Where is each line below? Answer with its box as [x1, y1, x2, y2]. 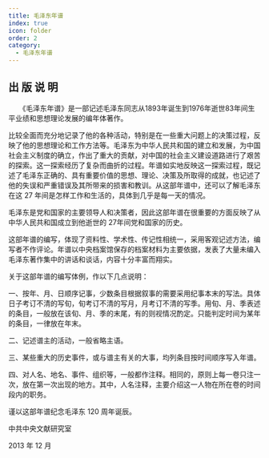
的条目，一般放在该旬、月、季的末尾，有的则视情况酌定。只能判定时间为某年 [8, 308, 261, 318]
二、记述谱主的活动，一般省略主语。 [8, 335, 128, 345]
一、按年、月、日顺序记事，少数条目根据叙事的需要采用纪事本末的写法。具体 [8, 288, 261, 298]
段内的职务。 [8, 389, 50, 399]
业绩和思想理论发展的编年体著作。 [14, 113, 128, 123]
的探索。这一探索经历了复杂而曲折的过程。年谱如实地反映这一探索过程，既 [8, 160, 254, 170]
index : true [8, 19, 48, 27]
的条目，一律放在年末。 [8, 318, 86, 328]
